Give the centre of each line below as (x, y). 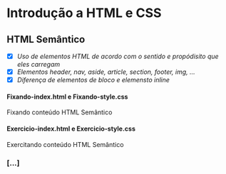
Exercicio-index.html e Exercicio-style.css (71, 129)
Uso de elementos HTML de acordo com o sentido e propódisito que (118, 56)
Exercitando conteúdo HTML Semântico (65, 144)
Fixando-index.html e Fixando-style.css (67, 97)
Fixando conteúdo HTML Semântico (60, 112)
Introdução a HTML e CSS (84, 13)
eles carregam (38, 65)
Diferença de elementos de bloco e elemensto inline (93, 80)
